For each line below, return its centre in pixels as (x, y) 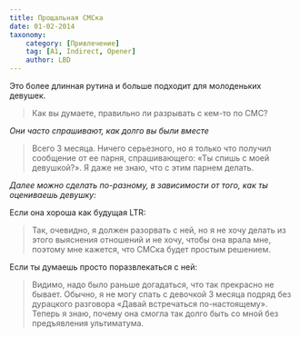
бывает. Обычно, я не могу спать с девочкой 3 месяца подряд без (161, 294)
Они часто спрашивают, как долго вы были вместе (109, 131)
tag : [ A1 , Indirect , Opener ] (81, 52)
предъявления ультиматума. (87, 323)
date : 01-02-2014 (42, 26)
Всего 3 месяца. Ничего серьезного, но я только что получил (151, 148)
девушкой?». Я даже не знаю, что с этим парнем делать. (143, 168)
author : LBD (48, 60)
